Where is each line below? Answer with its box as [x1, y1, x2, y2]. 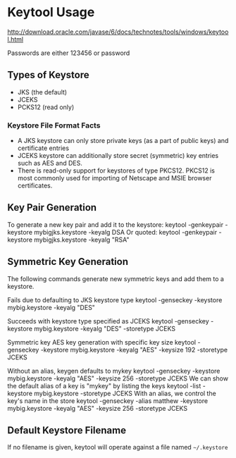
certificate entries [17, 144, 69, 152]
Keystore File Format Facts [7, 120, 101, 130]
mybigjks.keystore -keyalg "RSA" [34, 235, 130, 244]
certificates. [17, 181, 53, 190]
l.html [7, 35, 23, 43]
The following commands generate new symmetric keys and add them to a [7, 274, 224, 283]
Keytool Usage [7, 4, 95, 20]
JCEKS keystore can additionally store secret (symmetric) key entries [17, 151, 219, 160]
